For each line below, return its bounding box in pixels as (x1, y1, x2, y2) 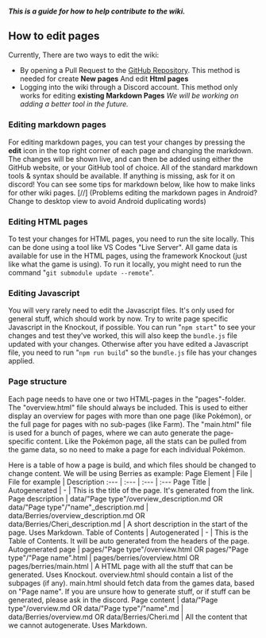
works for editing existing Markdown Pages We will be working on (19, 91, 239, 101)
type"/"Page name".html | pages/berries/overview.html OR (8, 552, 200, 563)
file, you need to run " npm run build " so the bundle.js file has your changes (8, 348, 257, 357)
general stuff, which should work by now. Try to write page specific (8, 314, 229, 324)
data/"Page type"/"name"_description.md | (8, 502, 149, 512)
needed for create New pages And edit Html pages (19, 74, 189, 83)
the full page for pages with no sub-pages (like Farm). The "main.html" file (8, 419, 252, 429)
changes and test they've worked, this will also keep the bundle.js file (8, 331, 238, 340)
